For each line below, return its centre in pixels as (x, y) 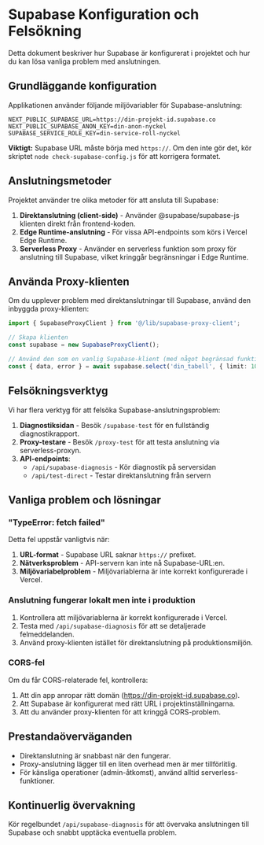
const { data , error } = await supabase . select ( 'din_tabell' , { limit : (128, 366)
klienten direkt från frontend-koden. (77, 223)
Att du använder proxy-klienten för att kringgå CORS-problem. (120, 712)
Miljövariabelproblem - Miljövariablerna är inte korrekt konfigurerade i (134, 571)
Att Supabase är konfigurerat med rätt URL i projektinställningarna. (127, 703)
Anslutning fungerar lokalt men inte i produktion (102, 600)
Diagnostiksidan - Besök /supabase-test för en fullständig (114, 425)
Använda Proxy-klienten (69, 281)
